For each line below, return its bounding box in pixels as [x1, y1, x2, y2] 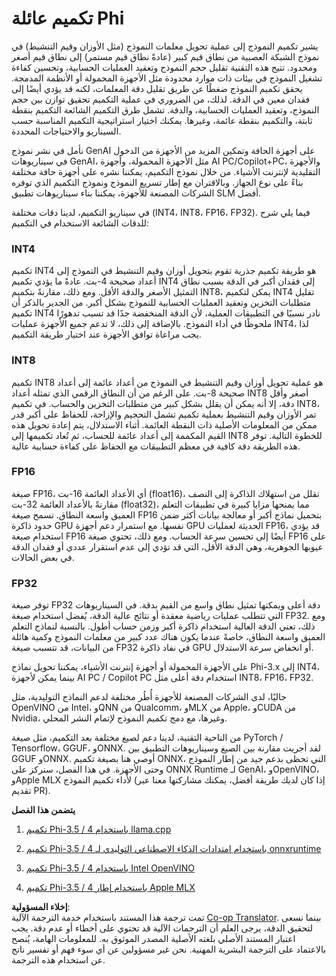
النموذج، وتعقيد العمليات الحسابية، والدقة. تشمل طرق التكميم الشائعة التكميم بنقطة [11, 103, 320, 116]
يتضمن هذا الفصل [11, 804, 76, 816]
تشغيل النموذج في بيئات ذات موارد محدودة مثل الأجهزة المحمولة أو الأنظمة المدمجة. [11, 72, 323, 84]
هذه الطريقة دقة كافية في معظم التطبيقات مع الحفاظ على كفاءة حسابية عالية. [11, 440, 301, 452]
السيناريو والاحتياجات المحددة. [11, 125, 122, 137]
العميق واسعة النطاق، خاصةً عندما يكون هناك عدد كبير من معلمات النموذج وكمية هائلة [11, 631, 326, 643]
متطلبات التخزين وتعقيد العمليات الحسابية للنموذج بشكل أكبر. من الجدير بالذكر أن [11, 297, 312, 309]
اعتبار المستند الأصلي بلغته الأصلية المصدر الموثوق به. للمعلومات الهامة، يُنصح [11, 933, 296, 945]
